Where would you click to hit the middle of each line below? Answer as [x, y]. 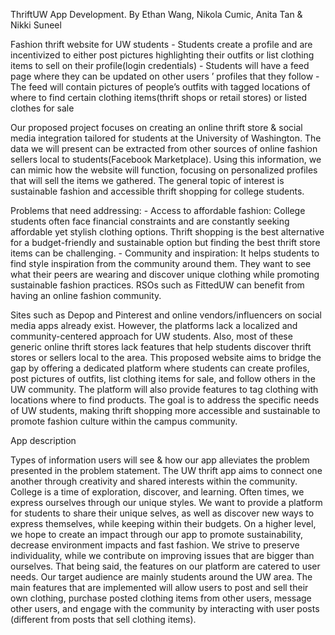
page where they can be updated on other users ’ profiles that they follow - [165, 76]
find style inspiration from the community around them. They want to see [161, 263]
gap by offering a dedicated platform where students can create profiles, [160, 368]
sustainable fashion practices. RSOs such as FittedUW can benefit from [157, 285]
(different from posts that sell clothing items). [103, 619]
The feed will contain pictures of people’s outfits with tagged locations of [160, 87]
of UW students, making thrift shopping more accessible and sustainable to [165, 410]
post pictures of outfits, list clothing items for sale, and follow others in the [163, 378]
